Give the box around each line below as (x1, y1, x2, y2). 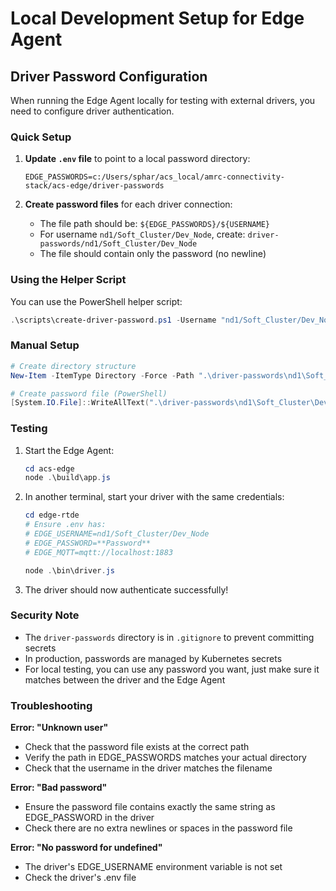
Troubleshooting (10, 698, 93, 712)
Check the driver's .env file (24, 872, 137, 884)
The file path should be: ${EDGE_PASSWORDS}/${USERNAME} (39, 218, 270, 230)
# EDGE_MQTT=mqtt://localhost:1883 (24, 547, 174, 557)
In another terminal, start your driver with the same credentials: (24, 491, 285, 503)
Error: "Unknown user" (10, 722, 109, 734)
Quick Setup (10, 130, 72, 144)
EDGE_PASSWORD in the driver (24, 812, 155, 824)
